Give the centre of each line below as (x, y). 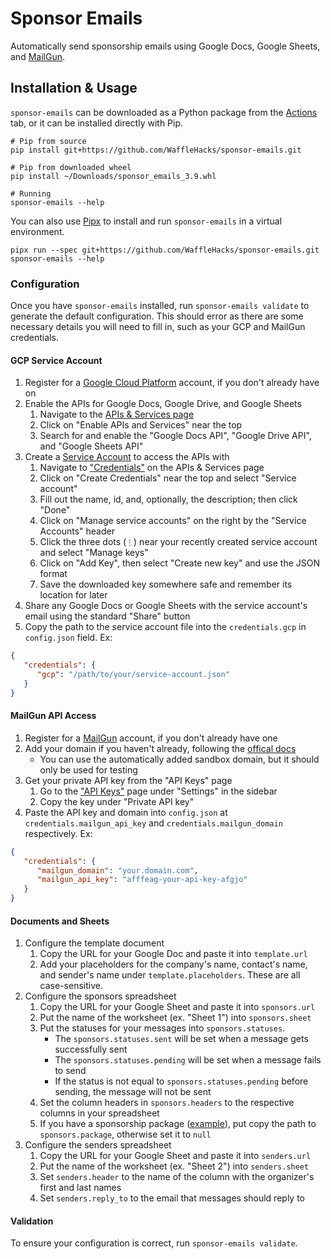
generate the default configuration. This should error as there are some (157, 316)
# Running (31, 193)
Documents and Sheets (60, 921)
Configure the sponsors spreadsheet (100, 996)
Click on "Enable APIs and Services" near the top (141, 425)
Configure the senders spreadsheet (98, 1145)
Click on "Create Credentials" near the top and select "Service (168, 478)
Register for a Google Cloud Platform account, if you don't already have (172, 383)
